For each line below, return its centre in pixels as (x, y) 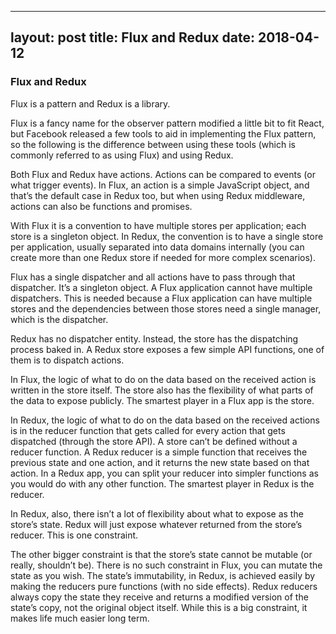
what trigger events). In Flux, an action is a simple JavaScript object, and (160, 185)
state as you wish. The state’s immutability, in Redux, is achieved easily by (163, 575)
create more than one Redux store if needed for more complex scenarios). (163, 257)
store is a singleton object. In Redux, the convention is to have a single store (167, 236)
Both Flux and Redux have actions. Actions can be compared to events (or (163, 174)
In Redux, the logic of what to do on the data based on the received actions (165, 420)
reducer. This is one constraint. (74, 535)
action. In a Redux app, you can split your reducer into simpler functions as (164, 473)
